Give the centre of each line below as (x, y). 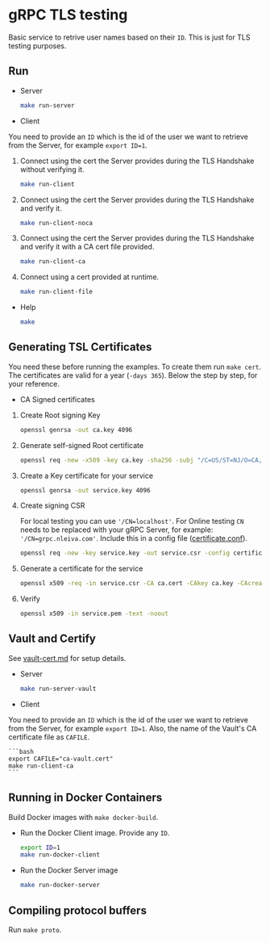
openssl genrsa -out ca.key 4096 (76, 429)
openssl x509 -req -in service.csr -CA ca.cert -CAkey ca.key (127, 584)
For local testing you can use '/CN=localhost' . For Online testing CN (132, 521)
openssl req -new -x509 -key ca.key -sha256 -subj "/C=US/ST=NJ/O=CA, (141, 460)
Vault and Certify (52, 639)
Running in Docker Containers (85, 798)
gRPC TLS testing (68, 15)
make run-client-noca (56, 223)
